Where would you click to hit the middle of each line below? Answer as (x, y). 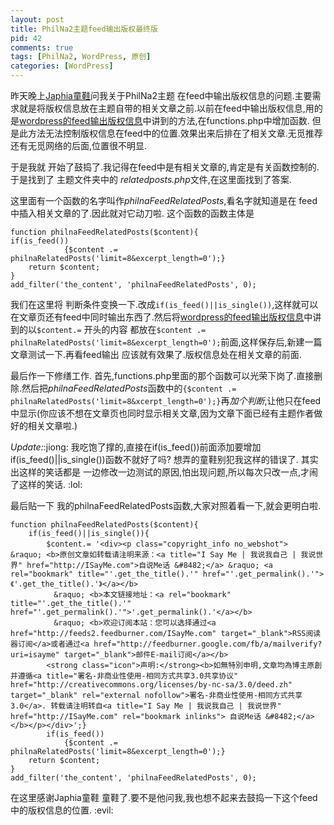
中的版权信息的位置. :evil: (62, 810)
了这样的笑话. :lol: (46, 484)
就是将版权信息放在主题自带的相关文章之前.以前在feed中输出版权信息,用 (166, 108)
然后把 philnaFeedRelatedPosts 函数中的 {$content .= (129, 388)
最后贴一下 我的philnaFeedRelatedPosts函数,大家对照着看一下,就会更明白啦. (166, 505)
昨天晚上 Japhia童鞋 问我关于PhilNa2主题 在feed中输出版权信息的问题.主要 (161, 95)
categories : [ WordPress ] (62, 66)
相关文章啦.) (52, 425)
